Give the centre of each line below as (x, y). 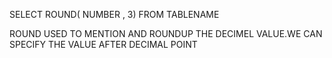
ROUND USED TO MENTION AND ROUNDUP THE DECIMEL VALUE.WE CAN (166, 33)
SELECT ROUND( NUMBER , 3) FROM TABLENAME (114, 14)
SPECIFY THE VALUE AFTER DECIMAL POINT (103, 44)
